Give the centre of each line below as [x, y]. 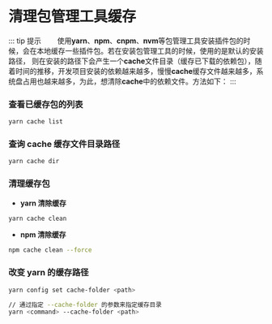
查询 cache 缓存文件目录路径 [64, 145]
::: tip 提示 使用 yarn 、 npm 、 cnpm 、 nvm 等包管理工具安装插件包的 [126, 41]
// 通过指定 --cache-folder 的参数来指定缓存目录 [85, 305]
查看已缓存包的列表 [46, 104]
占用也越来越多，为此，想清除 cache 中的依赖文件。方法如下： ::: [129, 81]
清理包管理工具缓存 [72, 17]
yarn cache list [36, 122]
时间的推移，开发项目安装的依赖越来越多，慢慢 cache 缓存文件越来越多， [136, 71]
